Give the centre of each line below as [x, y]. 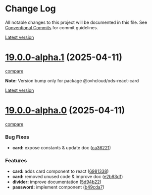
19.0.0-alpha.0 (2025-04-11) [65, 110]
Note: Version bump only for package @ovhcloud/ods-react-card [72, 80]
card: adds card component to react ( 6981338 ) [60, 171]
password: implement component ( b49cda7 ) [58, 187]
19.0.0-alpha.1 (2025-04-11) [64, 57]
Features [16, 161]
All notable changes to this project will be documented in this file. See [76, 22]
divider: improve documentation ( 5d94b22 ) [57, 182]
